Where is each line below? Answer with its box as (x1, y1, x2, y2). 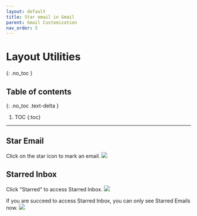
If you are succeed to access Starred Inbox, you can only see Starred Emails (6, 197, 191, 204)
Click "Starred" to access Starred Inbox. (6, 185, 103, 193)
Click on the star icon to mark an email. (6, 152, 101, 159)
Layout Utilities (6, 50, 81, 63)
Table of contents (6, 86, 72, 97)
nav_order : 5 (6, 25, 38, 31)
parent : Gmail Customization (6, 19, 77, 25)
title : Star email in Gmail (6, 14, 75, 20)
